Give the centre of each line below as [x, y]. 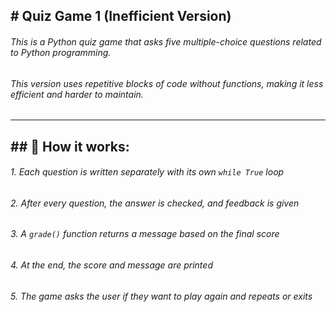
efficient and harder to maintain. [77, 94]
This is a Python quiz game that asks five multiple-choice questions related [166, 41]
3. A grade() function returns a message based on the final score [145, 234]
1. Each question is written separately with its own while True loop [147, 172]
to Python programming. [61, 52]
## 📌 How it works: [70, 146]
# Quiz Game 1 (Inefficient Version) [121, 16]
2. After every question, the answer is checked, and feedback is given [155, 203]
